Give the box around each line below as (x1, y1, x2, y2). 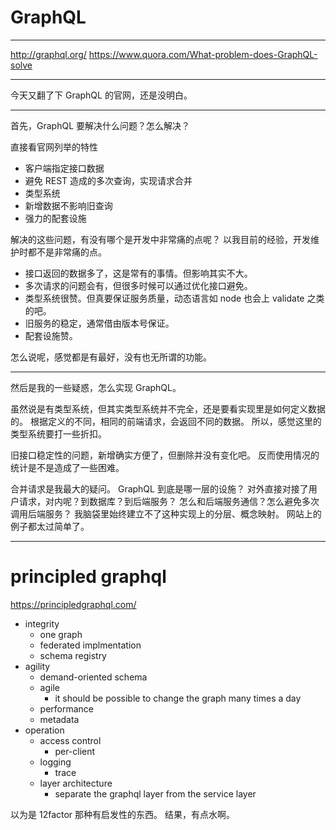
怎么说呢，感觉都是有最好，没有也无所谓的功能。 (10, 351, 212, 363)
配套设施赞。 (24, 329, 78, 341)
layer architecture (39, 777, 113, 789)
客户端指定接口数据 (24, 162, 105, 174)
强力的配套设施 (24, 212, 87, 224)
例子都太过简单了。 (10, 520, 90, 532)
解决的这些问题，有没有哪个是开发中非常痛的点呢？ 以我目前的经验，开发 (10, 233, 311, 245)
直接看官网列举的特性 (10, 141, 98, 153)
